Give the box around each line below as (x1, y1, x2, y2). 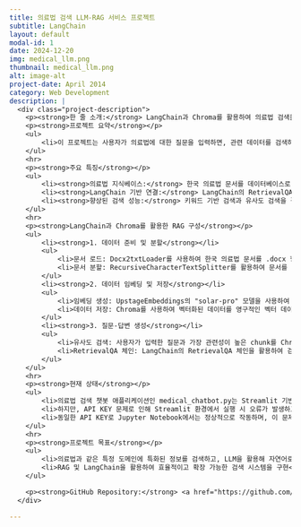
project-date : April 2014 (9, 80, 106, 89)
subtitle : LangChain (9, 22, 87, 30)
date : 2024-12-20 (9, 47, 74, 56)
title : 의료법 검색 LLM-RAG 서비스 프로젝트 (9, 13, 156, 22)
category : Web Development (9, 88, 110, 97)
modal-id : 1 (9, 38, 54, 48)
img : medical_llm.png (9, 55, 90, 64)
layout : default (9, 30, 70, 39)
